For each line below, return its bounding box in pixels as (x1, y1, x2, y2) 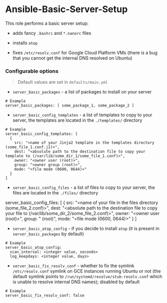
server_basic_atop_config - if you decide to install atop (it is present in (12, 226, 160, 232)
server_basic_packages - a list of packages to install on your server (12, 89, 152, 95)
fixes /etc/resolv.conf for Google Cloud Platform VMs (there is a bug (12, 49, 158, 56)
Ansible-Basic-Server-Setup (5, 4, 128, 15)
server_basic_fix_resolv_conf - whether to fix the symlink (12, 263, 135, 269)
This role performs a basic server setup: (5, 20, 89, 26)
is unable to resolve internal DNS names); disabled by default (12, 279, 140, 285)
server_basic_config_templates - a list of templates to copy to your (12, 112, 152, 118)
